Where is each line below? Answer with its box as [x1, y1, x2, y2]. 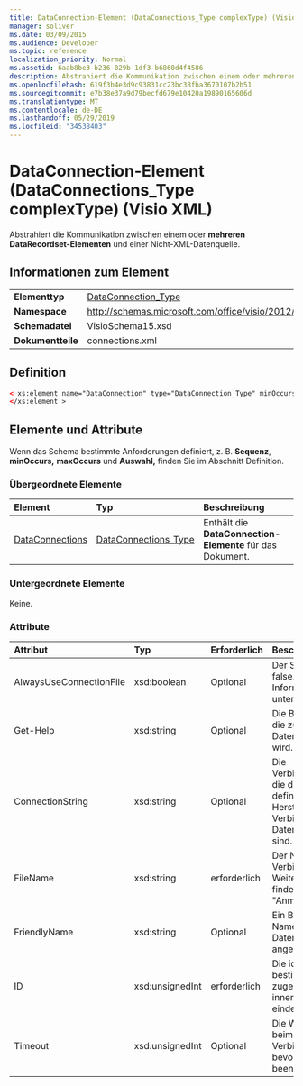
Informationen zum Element [9, 265, 170, 280]
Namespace [14, 305, 68, 317]
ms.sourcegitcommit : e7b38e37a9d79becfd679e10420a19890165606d [9, 88, 252, 97]
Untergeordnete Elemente [9, 578, 125, 590]
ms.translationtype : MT [9, 96, 99, 106]
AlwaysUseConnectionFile [14, 676, 126, 689]
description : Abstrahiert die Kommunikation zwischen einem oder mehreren [9, 72, 297, 81]
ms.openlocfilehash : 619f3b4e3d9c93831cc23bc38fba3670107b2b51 [9, 80, 252, 89]
